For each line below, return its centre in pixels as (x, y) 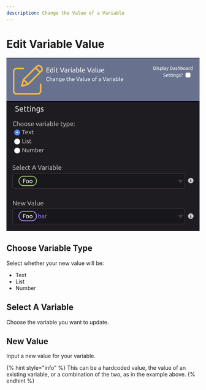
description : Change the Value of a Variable (65, 13)
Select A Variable (40, 308)
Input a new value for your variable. (51, 356)
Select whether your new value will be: (55, 263)
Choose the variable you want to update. (58, 322)
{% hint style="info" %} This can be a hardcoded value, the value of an (96, 368)
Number (25, 288)
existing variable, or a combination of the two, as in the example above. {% (101, 375)
